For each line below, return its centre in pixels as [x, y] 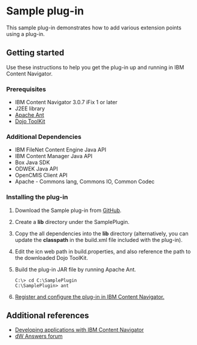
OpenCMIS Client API [41, 175]
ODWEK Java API [36, 169]
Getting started [35, 53]
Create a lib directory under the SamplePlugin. [72, 222]
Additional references [48, 316]
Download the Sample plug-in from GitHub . [68, 210]
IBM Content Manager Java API [54, 156]
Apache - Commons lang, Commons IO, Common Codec [85, 181]
